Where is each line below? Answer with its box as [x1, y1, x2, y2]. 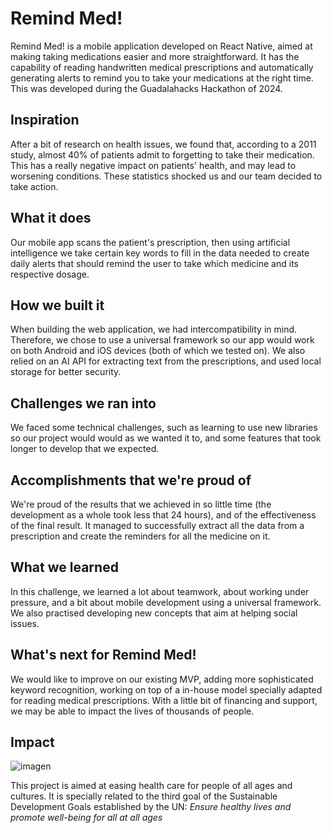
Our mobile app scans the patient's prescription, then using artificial [10, 236, 291, 248]
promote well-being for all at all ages [10, 812, 163, 824]
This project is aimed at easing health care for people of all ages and [10, 780, 293, 792]
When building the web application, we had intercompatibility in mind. [10, 323, 298, 336]
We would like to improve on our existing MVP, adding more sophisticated [10, 673, 314, 685]
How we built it [10, 297, 105, 314]
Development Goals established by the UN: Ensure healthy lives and [10, 801, 292, 813]
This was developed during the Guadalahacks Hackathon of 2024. [10, 82, 283, 94]
